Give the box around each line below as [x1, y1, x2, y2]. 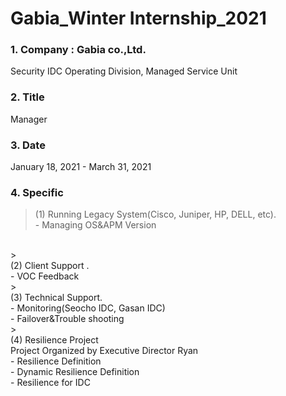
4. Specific [10, 186, 64, 199]
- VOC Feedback [10, 270, 80, 282]
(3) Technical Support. [10, 292, 103, 304]
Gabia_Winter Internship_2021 [10, 7, 267, 30]
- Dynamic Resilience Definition [10, 366, 140, 378]
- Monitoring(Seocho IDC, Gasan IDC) [10, 302, 166, 314]
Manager [10, 113, 48, 125]
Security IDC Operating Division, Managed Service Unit [10, 65, 238, 77]
